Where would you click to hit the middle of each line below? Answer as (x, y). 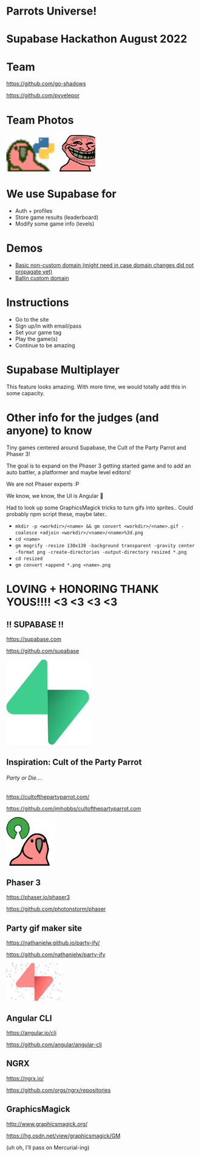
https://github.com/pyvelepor (43, 95)
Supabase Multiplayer (63, 370)
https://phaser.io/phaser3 (38, 897)
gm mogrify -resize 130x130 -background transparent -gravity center (105, 545)
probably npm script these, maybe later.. (57, 514)
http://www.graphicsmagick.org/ (47, 1124)
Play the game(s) (36, 339)
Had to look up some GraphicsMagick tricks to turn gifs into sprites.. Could (100, 507)
